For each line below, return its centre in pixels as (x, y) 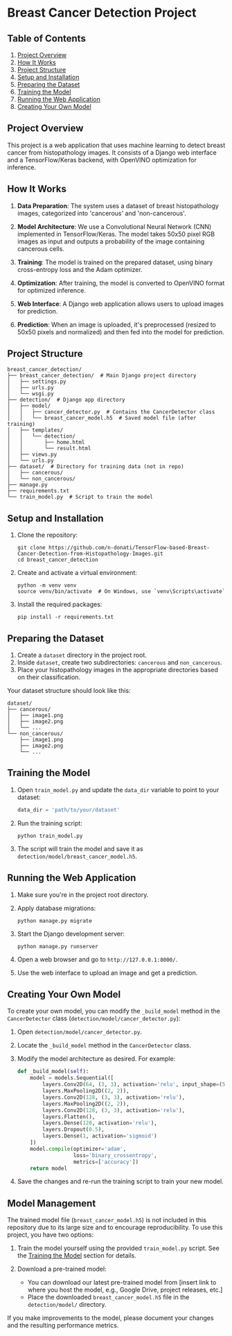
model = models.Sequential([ (72, 1078)
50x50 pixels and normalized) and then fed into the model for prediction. (121, 332)
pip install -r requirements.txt (65, 617)
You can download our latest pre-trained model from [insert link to (122, 1283)
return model (49, 1168)
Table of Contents (47, 38)
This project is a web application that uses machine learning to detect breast (116, 145)
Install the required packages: (60, 604)
